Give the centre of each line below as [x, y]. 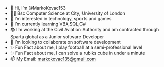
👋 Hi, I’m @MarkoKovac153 [38, 8]
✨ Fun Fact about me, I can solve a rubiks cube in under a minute [77, 53]
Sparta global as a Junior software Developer [57, 37]
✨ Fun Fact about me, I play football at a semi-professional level [76, 47]
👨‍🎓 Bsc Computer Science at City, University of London [67, 13]
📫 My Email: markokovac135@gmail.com [53, 59]
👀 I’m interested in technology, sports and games [61, 18]
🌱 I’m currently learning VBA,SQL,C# [48, 24]
